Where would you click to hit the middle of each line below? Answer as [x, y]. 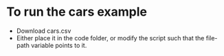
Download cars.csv [44, 31]
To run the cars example [77, 12]
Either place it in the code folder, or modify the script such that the [110, 38]
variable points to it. [59, 45]
